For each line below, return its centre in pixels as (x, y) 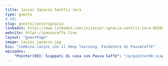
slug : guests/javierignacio (34, 24)
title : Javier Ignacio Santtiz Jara (43, 10)
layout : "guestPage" (27, 38)
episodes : (15, 51)
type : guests (19, 14)
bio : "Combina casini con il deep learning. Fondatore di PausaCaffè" (80, 47)
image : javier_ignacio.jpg (33, 42)
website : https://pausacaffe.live (41, 33)
